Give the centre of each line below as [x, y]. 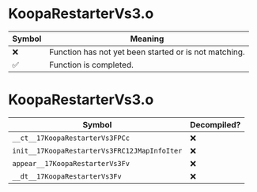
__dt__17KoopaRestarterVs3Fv [67, 176]
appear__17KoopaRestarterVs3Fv [71, 163]
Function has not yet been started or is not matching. [147, 52]
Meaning [147, 39]
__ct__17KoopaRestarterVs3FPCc [71, 138]
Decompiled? [215, 124]
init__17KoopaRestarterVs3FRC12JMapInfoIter [97, 151]
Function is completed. [91, 65]
